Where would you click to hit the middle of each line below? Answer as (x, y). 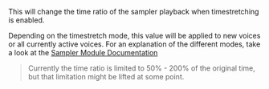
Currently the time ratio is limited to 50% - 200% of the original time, (141, 68)
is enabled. (26, 20)
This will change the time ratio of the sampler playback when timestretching (134, 12)
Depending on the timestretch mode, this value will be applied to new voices (134, 36)
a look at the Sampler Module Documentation (83, 53)
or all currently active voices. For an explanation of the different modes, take (134, 44)
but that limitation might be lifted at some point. (106, 77)
